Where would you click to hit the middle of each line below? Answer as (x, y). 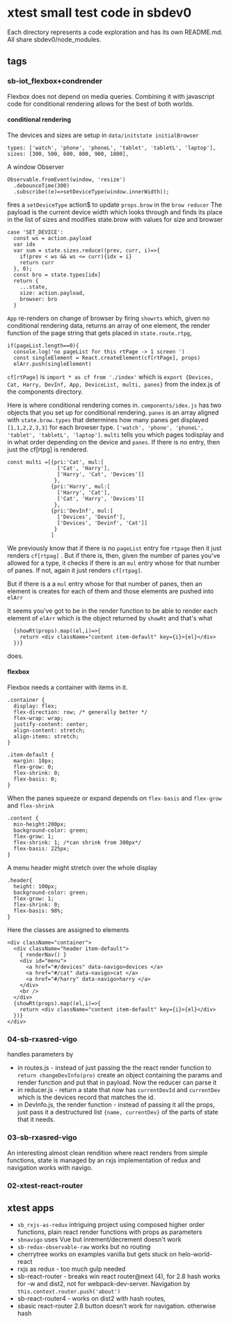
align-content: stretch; (49, 731)
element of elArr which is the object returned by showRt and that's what (110, 618)
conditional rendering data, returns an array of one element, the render (109, 326)
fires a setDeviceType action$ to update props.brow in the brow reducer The (115, 205)
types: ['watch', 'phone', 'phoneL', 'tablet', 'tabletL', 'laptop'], (112, 147)
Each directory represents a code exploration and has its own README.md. (115, 32)
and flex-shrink (31, 805)
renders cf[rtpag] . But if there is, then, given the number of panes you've (114, 555)
